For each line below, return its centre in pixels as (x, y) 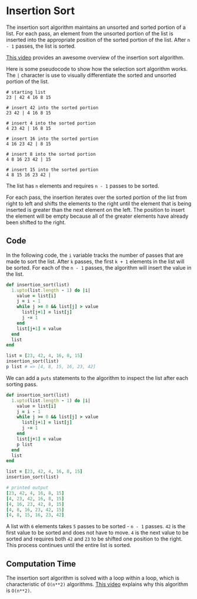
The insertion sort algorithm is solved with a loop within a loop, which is (93, 578)
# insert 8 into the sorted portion (51, 154)
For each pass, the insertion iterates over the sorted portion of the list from (96, 197)
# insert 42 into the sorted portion (52, 107)
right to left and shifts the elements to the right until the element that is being (99, 203)
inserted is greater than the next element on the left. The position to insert (96, 210)
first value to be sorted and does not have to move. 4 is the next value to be (98, 533)
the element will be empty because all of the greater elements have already (97, 216)
